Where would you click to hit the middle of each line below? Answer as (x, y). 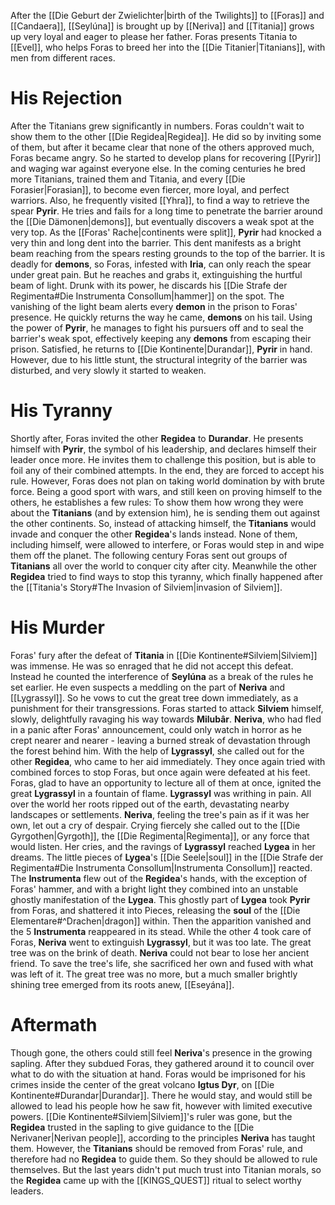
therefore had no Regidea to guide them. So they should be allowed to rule (164, 1159)
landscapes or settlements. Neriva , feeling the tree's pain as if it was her (160, 814)
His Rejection (66, 98)
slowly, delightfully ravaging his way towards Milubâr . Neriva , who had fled (166, 719)
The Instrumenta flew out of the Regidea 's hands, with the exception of (159, 878)
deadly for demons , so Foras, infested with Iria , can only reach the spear (161, 264)
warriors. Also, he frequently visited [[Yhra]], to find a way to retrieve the (160, 200)
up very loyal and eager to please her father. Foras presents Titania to (154, 36)
